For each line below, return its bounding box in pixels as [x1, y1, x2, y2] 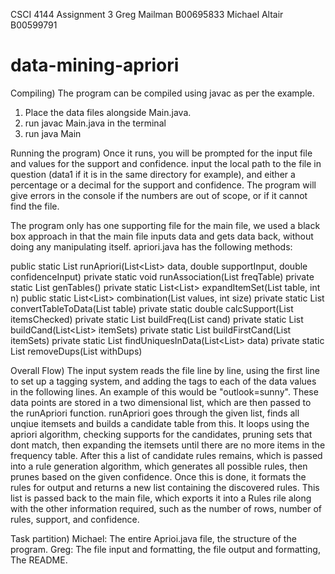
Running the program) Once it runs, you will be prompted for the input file [10, 147, 313, 159]
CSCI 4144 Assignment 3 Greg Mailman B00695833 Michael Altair [10, 9, 284, 20]
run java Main [24, 127, 82, 139]
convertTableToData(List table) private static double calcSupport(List [10, 302, 294, 314]
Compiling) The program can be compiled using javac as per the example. [10, 87, 315, 99]
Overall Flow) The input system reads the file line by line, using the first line [10, 364, 320, 376]
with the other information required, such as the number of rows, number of [10, 502, 323, 514]
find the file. [10, 200, 60, 212]
